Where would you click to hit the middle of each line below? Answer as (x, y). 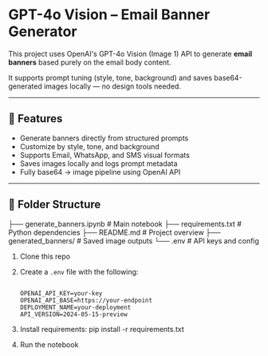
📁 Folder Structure (55, 205)
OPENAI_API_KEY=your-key (61, 293)
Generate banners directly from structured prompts (104, 138)
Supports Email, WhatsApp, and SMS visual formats (104, 155)
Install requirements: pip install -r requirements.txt (102, 329)
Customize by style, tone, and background (89, 146)
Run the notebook (49, 344)
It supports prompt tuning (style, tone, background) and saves (110, 77)
